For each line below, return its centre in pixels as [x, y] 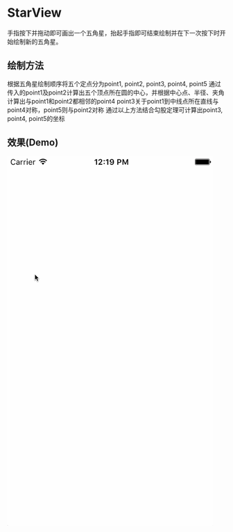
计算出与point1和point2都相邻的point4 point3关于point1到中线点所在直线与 [113, 101]
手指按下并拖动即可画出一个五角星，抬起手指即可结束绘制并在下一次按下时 [113, 33]
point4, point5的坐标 [36, 118]
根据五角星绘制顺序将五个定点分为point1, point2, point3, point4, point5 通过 [114, 83]
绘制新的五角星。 [37, 41]
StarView [34, 13]
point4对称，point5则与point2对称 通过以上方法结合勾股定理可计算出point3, [115, 110]
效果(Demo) [33, 143]
